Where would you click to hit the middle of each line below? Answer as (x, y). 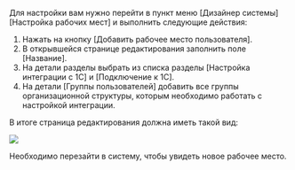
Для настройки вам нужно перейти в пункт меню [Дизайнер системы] (144, 13)
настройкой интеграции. (68, 105)
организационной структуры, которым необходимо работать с (142, 96)
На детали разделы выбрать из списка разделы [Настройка (136, 67)
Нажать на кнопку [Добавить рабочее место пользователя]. (137, 39)
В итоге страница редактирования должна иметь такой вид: (124, 122)
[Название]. (44, 58)
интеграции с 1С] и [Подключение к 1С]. (98, 77)
